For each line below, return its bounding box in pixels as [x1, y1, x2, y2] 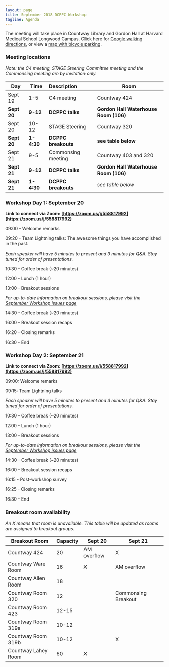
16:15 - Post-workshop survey [5, 476, 67, 483]
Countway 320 [97, 123, 132, 130]
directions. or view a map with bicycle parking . [5, 41, 102, 47]
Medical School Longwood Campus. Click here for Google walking [5, 36, 143, 42]
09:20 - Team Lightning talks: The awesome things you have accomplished [5, 235, 161, 241]
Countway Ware [8, 560, 46, 567]
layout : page [5, 7, 33, 13]
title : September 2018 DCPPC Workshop [5, 12, 87, 17]
